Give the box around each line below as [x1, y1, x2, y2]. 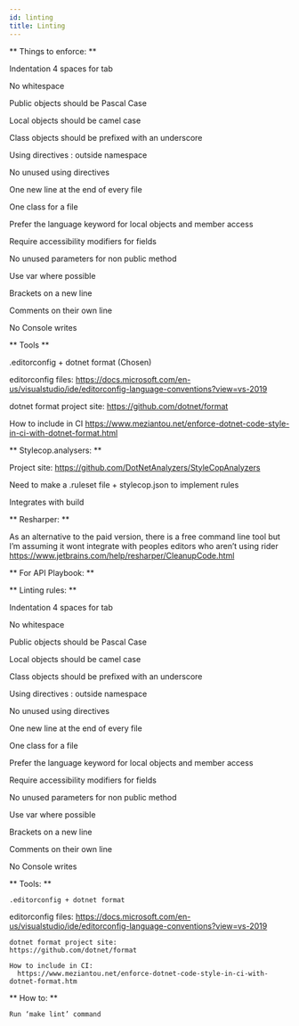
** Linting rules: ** [9, 585, 77, 595]
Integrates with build [9, 497, 85, 507]
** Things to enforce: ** [9, 45, 97, 56]
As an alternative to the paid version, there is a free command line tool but [9, 531, 280, 542]
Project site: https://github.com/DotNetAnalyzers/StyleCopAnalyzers [9, 462, 261, 472]
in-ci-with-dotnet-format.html [9, 427, 118, 438]
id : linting [9, 12, 53, 22]
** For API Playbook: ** [9, 567, 95, 578]
